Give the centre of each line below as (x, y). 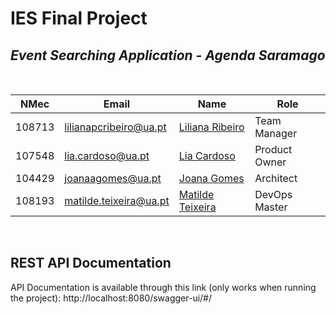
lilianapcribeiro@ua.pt (115, 127)
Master (271, 207)
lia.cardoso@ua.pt (107, 155)
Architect (276, 178)
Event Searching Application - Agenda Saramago (168, 55)
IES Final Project (79, 18)
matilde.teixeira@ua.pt (117, 200)
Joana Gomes (211, 178)
